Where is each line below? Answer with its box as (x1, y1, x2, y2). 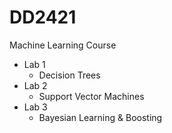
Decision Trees (38, 69, 101, 81)
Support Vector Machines (38, 90, 145, 102)
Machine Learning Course (9, 39, 117, 51)
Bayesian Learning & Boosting (38, 111, 163, 123)
